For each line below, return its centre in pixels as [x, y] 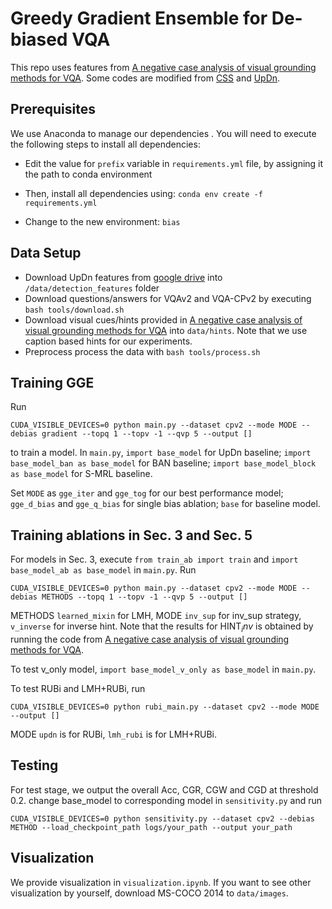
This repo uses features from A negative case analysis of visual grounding [163, 67]
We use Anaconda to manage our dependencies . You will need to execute [163, 133]
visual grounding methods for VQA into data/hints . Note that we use [166, 330]
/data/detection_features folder [92, 288]
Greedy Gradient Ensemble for [139, 18]
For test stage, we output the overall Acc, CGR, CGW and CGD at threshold [164, 789]
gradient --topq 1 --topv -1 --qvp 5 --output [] [147, 434]
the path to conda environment [88, 174]
